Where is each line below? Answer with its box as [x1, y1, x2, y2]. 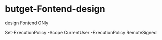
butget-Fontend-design [5, 3, 106, 15]
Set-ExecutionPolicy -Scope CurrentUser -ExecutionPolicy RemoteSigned [5, 29, 157, 35]
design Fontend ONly [5, 20, 49, 26]
